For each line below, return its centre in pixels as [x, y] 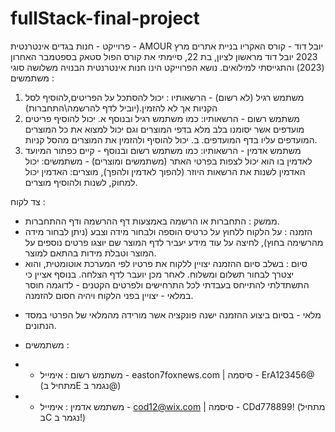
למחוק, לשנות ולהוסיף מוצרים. [81, 182]
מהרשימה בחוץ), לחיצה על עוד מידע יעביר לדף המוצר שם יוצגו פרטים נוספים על [174, 242]
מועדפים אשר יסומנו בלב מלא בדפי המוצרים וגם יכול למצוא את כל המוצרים [164, 129]
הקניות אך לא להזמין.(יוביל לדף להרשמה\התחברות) [121, 108]
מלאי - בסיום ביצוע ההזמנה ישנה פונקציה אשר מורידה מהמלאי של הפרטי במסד [173, 314]
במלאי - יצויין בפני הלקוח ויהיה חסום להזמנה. [109, 295]
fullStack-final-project [105, 18]
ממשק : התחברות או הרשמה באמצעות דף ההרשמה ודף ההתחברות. [152, 221]
